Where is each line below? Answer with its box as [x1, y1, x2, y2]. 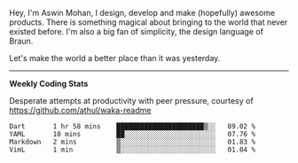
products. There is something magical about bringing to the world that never [9, 17, 288, 27]
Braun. [9, 35, 34, 46]
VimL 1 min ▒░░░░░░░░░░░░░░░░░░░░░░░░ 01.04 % [9, 145, 255, 154]
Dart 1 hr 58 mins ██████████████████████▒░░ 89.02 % [9, 122, 255, 131]
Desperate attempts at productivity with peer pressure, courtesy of [9, 96, 255, 105]
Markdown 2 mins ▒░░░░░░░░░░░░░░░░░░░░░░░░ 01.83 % [9, 137, 255, 146]
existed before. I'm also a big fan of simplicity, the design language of [9, 27, 264, 36]
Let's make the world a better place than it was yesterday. [9, 53, 221, 63]
